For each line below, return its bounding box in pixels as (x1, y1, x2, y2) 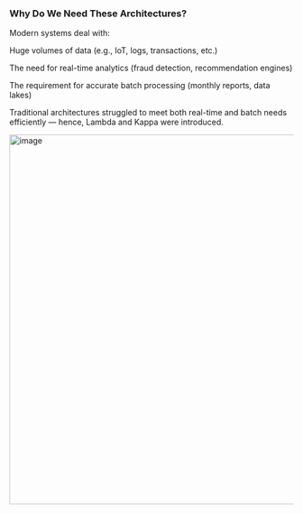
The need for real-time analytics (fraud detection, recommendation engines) (9, 62, 293, 74)
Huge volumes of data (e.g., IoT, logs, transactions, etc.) (9, 45, 218, 56)
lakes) (9, 89, 32, 101)
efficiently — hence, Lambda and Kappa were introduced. (9, 116, 224, 128)
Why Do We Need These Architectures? (9, 7, 188, 20)
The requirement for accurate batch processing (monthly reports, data (9, 80, 271, 91)
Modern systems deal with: (9, 28, 111, 39)
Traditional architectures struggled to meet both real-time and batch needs (9, 107, 287, 118)
